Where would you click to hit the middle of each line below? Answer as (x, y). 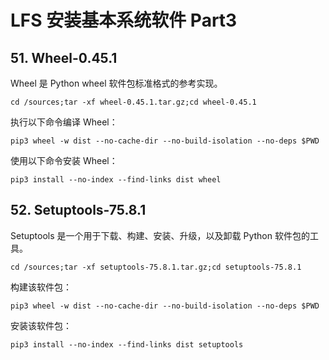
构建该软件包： (41, 287)
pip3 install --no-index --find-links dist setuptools (127, 344)
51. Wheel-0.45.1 (64, 57)
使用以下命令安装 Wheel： (64, 160)
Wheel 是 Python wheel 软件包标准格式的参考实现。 (116, 83)
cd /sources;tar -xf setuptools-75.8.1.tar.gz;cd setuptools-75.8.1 (156, 267)
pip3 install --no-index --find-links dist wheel (116, 180)
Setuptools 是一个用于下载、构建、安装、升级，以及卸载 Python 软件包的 (160, 235)
